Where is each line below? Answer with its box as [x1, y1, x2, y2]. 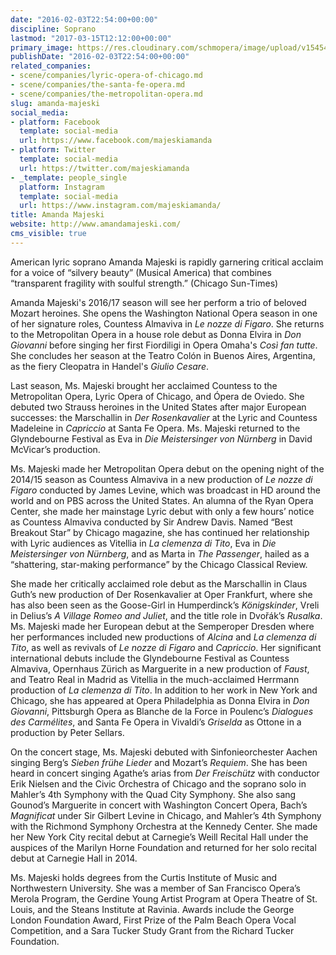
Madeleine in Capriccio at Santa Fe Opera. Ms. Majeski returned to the [10, 422, 301, 434]
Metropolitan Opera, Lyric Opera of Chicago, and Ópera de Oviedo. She [10, 390, 305, 402]
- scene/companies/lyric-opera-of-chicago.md [10, 71, 203, 81]
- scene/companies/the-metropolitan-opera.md [10, 89, 203, 99]
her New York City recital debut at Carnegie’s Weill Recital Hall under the [10, 831, 309, 843]
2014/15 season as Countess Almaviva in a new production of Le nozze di [10, 473, 313, 485]
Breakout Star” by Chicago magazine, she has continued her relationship [10, 526, 310, 538]
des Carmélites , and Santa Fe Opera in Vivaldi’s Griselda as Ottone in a [10, 716, 302, 728]
